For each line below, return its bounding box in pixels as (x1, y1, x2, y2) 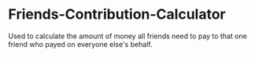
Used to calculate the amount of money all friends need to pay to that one (8, 31, 248, 41)
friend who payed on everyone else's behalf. (8, 39, 153, 48)
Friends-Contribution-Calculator (8, 5, 226, 23)
